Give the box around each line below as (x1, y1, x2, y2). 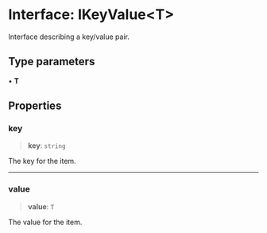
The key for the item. (8, 157, 77, 166)
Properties (8, 99, 62, 113)
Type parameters (8, 55, 95, 68)
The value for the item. (8, 217, 83, 227)
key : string (27, 141, 66, 150)
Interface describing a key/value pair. (8, 32, 130, 41)
